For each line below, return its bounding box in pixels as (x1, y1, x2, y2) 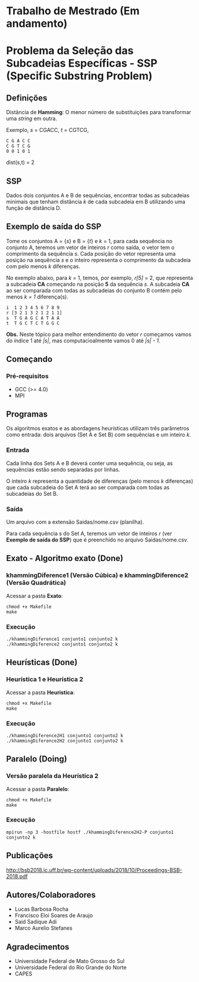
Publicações (6, 851, 53, 861)
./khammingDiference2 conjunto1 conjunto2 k (6, 641, 118, 647)
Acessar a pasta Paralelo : (6, 785, 70, 792)
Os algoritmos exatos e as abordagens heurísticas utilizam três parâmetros (6, 425, 189, 432)
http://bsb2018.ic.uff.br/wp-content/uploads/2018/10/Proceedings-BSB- (6, 866, 182, 873)
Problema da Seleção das (6, 44, 134, 58)
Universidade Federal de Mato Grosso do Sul (14, 958, 125, 965)
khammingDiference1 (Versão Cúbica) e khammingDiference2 (6, 571, 189, 580)
